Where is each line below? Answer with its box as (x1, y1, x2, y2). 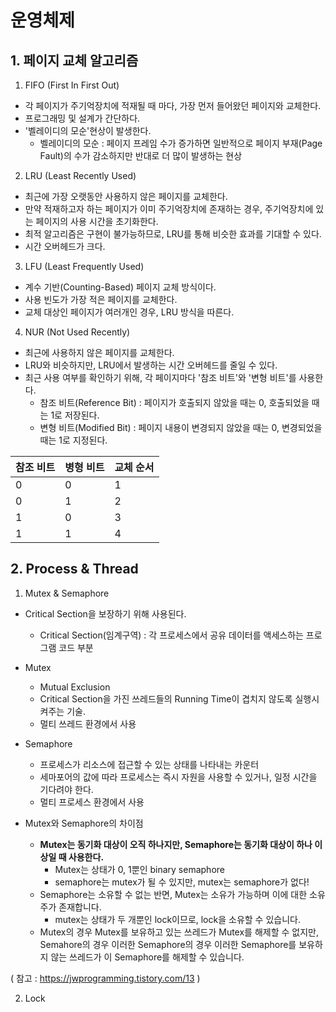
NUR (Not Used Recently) (24, 326, 131, 338)
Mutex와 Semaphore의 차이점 (24, 817, 144, 829)
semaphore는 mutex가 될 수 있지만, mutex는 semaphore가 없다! (54, 876, 310, 888)
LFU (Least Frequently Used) (24, 261, 145, 272)
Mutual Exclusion (39, 681, 111, 693)
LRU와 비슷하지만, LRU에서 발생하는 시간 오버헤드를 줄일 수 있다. (24, 359, 278, 371)
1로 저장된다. (50, 409, 100, 421)
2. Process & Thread (10, 561, 139, 578)
